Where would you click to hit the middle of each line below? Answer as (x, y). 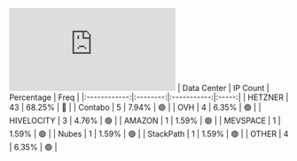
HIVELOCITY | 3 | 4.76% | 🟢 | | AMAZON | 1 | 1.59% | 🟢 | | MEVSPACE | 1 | (145, 120)
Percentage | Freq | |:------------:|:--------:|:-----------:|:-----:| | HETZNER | (149, 97)
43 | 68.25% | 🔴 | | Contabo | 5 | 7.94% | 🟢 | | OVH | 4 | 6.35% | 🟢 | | (135, 107)
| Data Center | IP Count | (223, 88)
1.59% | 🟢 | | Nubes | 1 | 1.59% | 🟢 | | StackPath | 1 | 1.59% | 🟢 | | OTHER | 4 (149, 134)
